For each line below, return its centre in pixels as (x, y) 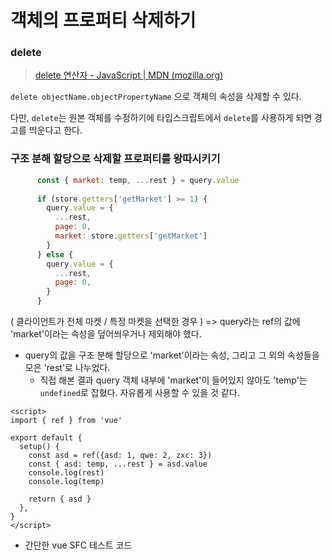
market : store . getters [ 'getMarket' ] (131, 236)
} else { (55, 254)
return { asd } (60, 499)
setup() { (39, 447)
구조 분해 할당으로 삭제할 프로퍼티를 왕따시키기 (115, 159)
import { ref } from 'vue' (66, 421)
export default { (46, 438)
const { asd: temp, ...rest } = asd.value (118, 464)
